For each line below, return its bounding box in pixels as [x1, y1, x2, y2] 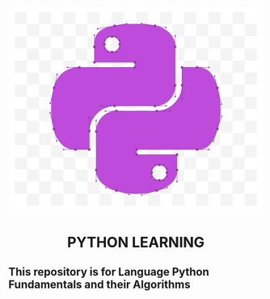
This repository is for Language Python [8, 265, 210, 279]
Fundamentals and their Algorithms [8, 278, 191, 292]
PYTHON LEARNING [67, 233, 205, 251]
